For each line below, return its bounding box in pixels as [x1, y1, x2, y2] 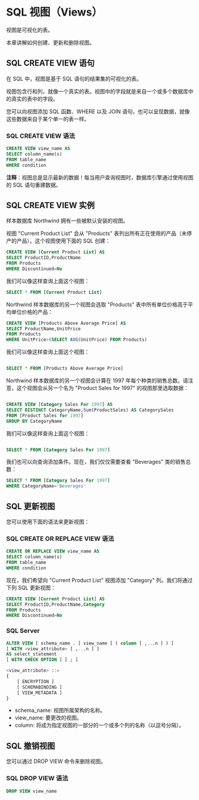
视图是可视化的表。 [6, 26, 53, 33]
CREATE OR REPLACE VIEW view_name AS [6, 548, 100, 554]
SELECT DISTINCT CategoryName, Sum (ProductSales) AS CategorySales [6, 407, 174, 413]
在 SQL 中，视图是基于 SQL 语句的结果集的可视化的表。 [6, 75, 142, 82]
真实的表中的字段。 [11, 95, 58, 102]
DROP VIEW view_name [6, 788, 58, 794]
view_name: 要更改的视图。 [14, 714, 82, 721]
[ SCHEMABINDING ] [17, 684, 62, 690]
